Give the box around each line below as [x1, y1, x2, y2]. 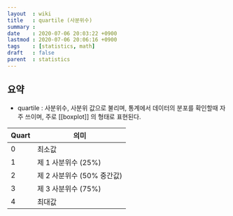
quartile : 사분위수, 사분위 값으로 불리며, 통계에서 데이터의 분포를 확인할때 [17, 103, 218, 112]
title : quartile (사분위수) [7, 17, 93, 24]
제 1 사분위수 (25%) [37, 157, 101, 167]
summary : [7, 23, 36, 30]
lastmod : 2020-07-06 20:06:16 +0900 [7, 36, 118, 43]
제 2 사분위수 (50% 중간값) [37, 170, 122, 180]
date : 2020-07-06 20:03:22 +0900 [7, 29, 118, 37]
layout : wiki [7, 10, 52, 18]
